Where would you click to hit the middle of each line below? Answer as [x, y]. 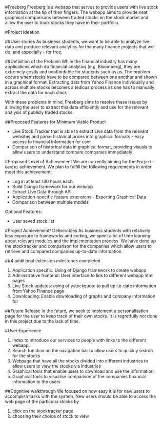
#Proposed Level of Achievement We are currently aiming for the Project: [80, 161]
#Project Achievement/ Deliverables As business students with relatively [78, 231]
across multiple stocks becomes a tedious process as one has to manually [80, 87]
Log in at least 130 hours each [42, 181]
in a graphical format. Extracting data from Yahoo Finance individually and [80, 82]
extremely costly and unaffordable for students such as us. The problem [78, 72]
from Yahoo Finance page [38, 291]
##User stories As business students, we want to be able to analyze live [77, 42]
